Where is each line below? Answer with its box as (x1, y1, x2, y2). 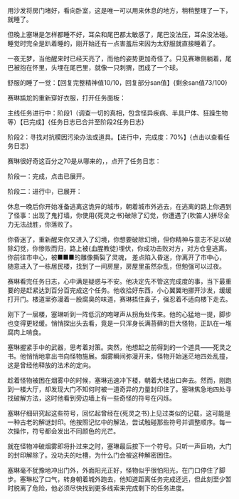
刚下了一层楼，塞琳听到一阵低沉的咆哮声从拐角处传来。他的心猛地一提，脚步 (7, 310, 232, 319)
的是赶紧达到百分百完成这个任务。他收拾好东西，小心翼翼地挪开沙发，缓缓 (13, 286, 232, 294)
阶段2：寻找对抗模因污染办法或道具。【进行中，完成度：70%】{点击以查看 (7, 133, 224, 141)
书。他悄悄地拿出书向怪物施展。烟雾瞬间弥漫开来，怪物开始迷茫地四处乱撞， (7, 352, 232, 360)
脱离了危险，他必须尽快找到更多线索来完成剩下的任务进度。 (13, 484, 188, 492)
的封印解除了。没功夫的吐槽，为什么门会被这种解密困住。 (7, 451, 176, 459)
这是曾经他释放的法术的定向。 (7, 361, 95, 369)
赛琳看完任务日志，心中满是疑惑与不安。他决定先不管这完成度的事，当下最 (7, 277, 225, 285)
